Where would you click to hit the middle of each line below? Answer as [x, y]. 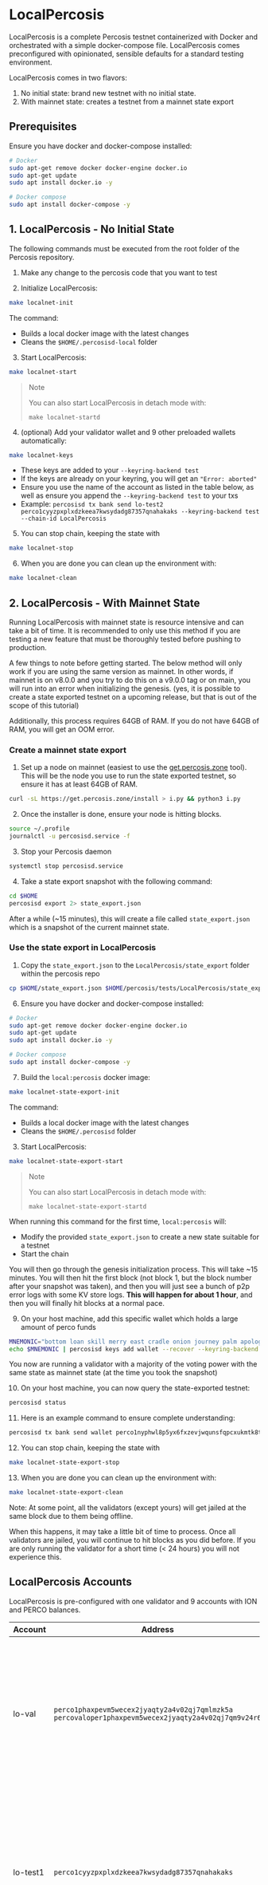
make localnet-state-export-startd [87, 1206]
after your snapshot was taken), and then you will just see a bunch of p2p [129, 1286]
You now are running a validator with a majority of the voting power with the [133, 1364]
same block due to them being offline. [71, 1516]
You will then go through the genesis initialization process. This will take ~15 [133, 1269]
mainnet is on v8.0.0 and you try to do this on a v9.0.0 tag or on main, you [130, 680]
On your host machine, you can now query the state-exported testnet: [135, 1388]
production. [28, 647]
